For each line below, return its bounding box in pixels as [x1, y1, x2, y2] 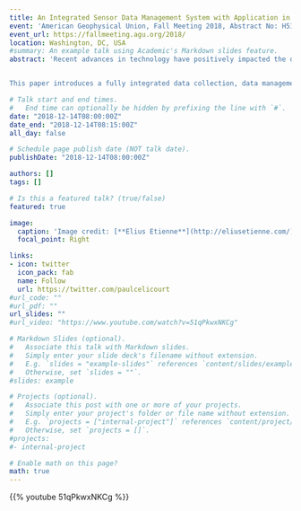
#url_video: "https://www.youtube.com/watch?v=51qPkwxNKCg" [9, 318, 239, 328]
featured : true [9, 202, 66, 211]
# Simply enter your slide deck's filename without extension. [9, 351, 258, 360]
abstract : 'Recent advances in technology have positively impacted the [9, 55, 287, 64]
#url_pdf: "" [9, 302, 58, 311]
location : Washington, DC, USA [9, 38, 126, 48]
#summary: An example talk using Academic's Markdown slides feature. [9, 47, 279, 56]
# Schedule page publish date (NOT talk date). [9, 145, 191, 154]
